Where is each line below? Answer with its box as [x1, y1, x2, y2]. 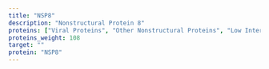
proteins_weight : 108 [8, 33, 81, 42]
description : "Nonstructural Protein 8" [8, 19, 146, 27]
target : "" [8, 41, 45, 49]
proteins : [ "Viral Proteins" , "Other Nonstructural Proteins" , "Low [8, 26, 242, 34]
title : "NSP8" [8, 11, 56, 20]
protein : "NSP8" [8, 48, 62, 56]
